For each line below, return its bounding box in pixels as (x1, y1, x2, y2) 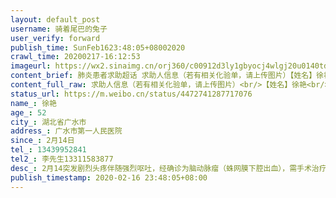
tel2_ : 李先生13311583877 (10, 154, 114, 164)
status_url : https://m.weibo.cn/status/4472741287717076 (10, 89, 253, 99)
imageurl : (10, 61, 52, 71)
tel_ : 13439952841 (10, 145, 87, 155)
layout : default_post (10, 14, 101, 25)
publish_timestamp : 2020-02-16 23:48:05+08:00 (10, 172, 208, 183)
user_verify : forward (10, 33, 101, 43)
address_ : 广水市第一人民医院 (10, 126, 123, 136)
